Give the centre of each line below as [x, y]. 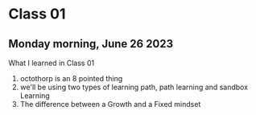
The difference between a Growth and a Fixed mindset [110, 104]
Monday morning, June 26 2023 [91, 44]
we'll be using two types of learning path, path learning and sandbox [134, 87]
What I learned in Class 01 [52, 63]
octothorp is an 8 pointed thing [71, 78]
